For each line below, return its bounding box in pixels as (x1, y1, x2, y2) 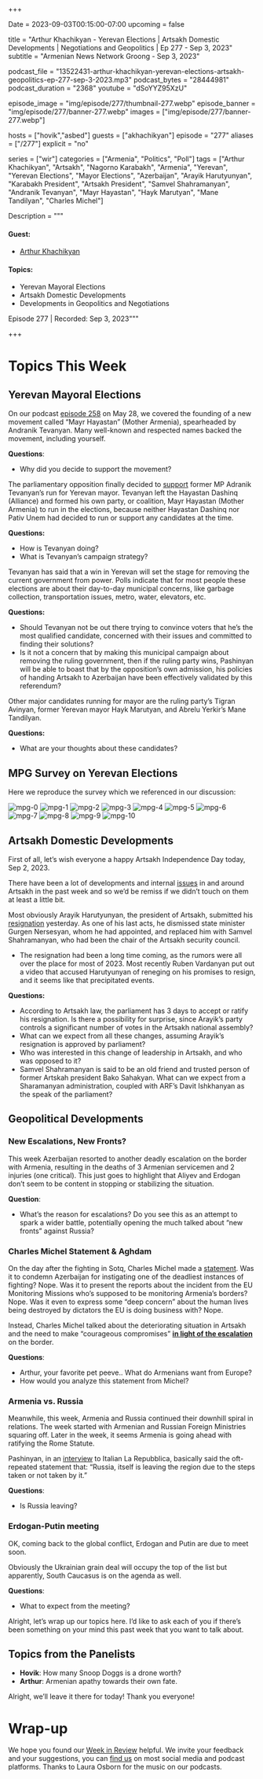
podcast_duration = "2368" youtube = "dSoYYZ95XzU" (8, 83, 188, 93)
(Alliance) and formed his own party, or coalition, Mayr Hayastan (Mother (8, 496, 245, 506)
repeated (8, 1462, 38, 1471)
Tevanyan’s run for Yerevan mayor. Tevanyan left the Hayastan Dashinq (8, 488, 238, 498)
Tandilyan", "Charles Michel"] (8, 196, 104, 205)
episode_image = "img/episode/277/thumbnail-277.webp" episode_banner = (8, 99, 256, 108)
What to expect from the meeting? (19, 1601, 131, 1611)
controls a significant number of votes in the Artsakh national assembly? (19, 1023, 254, 1033)
